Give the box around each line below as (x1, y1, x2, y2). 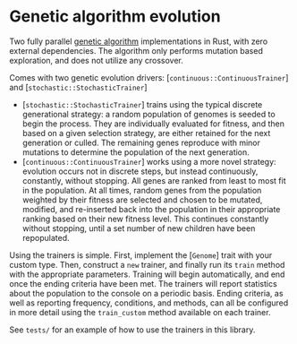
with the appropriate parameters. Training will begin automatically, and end (9, 269, 285, 279)
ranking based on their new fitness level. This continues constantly (21, 213, 269, 224)
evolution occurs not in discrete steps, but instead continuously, (21, 166, 259, 176)
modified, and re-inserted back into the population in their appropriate (21, 203, 281, 214)
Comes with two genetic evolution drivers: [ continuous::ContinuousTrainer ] (9, 72, 289, 82)
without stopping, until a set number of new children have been (21, 222, 256, 234)
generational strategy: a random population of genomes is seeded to (21, 108, 276, 119)
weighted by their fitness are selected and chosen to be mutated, (21, 194, 263, 205)
